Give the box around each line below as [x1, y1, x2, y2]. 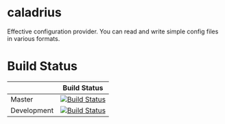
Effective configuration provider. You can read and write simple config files [7, 27, 219, 35]
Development [10, 106, 54, 115]
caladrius [7, 5, 62, 20]
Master [10, 94, 34, 104]
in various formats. [7, 34, 60, 42]
